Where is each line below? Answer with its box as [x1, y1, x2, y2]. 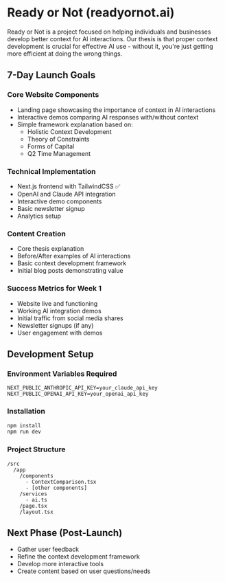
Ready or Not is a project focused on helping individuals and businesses [7, 27, 211, 36]
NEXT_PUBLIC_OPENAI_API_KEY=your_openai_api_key [7, 390, 149, 398]
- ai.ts [25, 496, 48, 503]
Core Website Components [7, 90, 99, 100]
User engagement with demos [16, 328, 103, 337]
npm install [7, 422, 41, 429]
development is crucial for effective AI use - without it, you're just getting [7, 42, 214, 50]
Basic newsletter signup [16, 204, 85, 212]
